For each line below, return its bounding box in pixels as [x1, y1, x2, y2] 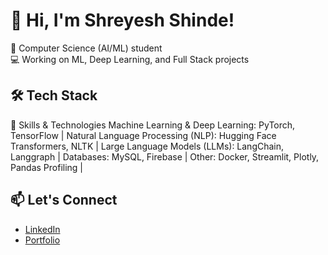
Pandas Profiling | [10, 161, 84, 173]
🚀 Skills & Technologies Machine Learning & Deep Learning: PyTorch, [10, 119, 296, 131]
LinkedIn [24, 223, 61, 235]
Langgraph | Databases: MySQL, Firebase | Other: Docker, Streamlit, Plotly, [10, 150, 320, 163]
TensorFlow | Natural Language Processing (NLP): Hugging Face [10, 129, 277, 141]
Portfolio [24, 234, 61, 246]
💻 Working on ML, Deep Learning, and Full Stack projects [10, 53, 250, 65]
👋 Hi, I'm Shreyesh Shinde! [10, 9, 235, 32]
